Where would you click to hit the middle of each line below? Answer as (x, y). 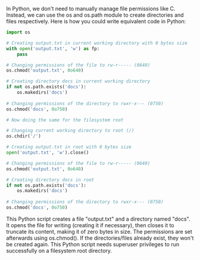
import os (18, 32)
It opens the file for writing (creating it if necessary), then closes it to (90, 225)
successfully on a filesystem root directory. (59, 250)
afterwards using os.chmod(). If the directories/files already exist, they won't (100, 238)
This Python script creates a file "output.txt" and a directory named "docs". (98, 219)
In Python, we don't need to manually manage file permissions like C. (91, 9)
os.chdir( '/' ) (24, 136)
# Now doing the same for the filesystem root (65, 120)
